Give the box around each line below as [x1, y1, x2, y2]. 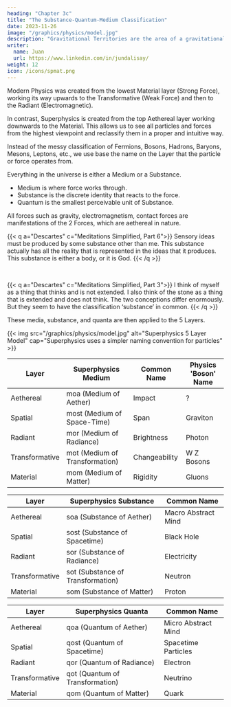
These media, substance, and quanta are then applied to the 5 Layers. [7, 315, 206, 324]
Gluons [185, 472, 209, 482]
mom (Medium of [66, 468, 122, 478]
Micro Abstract [164, 618, 212, 627]
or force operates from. [7, 157, 74, 165]
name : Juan [13, 49, 45, 56]
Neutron [164, 571, 191, 581]
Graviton [185, 413, 214, 423]
